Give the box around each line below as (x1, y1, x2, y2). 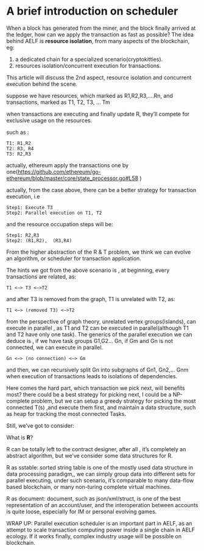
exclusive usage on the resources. (6, 117, 93, 124)
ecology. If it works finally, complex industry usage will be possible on (6, 532, 181, 539)
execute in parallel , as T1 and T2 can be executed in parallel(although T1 (6, 324, 189, 331)
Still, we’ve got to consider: (6, 421, 75, 429)
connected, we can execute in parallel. (6, 344, 104, 351)
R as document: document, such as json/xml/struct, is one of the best (6, 494, 181, 502)
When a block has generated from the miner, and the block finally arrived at (6, 24, 196, 32)
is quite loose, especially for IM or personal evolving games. (6, 508, 157, 515)
